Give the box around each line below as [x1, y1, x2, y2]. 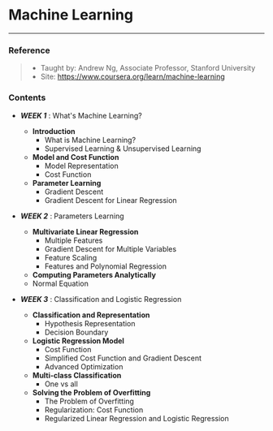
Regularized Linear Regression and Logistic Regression [44, 413, 229, 423]
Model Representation [44, 161, 119, 170]
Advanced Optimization [44, 361, 123, 371]
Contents [8, 92, 46, 103]
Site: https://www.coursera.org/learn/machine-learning [40, 71, 225, 82]
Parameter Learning [32, 178, 102, 187]
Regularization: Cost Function [44, 404, 144, 415]
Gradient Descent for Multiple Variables [44, 244, 177, 253]
